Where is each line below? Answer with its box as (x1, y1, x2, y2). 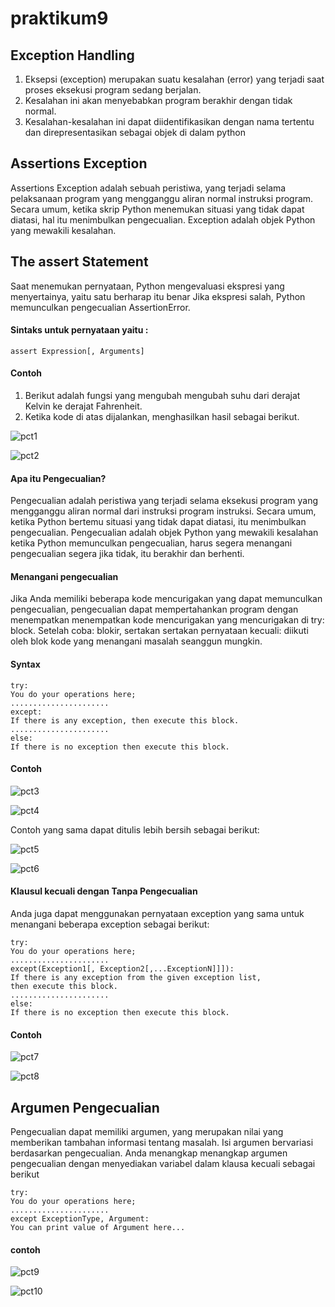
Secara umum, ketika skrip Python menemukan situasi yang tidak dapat (10, 203, 305, 215)
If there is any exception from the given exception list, (10, 973, 262, 983)
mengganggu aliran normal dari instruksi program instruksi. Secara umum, (10, 505, 317, 517)
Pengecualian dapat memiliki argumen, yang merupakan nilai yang (10, 1126, 284, 1138)
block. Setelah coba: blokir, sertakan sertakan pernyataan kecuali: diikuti (10, 625, 309, 637)
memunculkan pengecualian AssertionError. (10, 301, 191, 313)
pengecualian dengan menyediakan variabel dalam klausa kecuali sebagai (10, 1158, 316, 1170)
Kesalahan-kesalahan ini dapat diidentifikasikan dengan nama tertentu (24, 116, 315, 127)
